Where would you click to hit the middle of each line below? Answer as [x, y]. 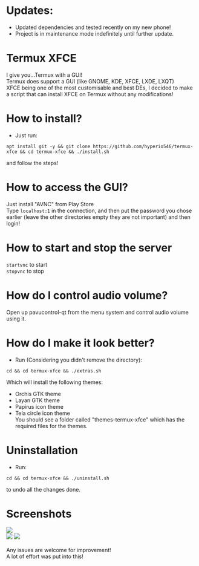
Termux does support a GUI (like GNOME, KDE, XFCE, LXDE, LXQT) [90, 81]
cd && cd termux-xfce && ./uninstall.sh [58, 478]
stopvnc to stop [25, 271]
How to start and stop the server [89, 248]
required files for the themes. [51, 426]
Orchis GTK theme [38, 394]
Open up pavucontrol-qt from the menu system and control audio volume [97, 312]
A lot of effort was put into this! [45, 556]
